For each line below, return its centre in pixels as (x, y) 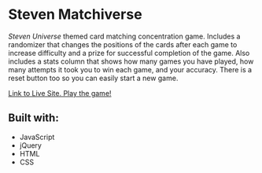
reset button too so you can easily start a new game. (93, 78)
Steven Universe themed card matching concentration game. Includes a (124, 36)
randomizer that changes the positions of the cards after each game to (123, 44)
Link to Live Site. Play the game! (60, 93)
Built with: (33, 118)
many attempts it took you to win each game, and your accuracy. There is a (130, 69)
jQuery (30, 145)
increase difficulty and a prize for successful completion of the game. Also (129, 53)
